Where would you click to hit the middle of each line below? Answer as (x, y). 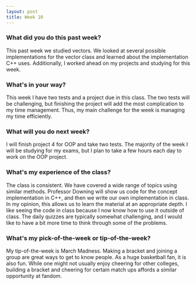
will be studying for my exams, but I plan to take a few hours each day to (94, 150)
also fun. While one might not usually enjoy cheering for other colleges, (93, 263)
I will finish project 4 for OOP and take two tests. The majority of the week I (97, 145)
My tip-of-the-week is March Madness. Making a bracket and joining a (92, 251)
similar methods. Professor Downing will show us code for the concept (92, 191)
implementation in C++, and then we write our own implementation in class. (98, 198)
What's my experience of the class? (59, 172)
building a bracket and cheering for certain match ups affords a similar (92, 270)
